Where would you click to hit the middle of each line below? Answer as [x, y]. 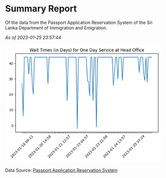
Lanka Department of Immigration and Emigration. [56, 27]
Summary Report [41, 9]
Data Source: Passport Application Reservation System [61, 170]
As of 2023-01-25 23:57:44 [33, 37]
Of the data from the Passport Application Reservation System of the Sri [79, 22]
